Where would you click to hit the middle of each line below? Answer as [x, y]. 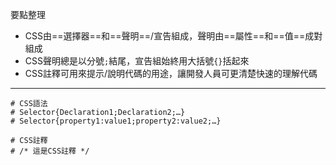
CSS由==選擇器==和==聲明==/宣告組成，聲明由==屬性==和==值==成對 [173, 36]
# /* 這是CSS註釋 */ [50, 151]
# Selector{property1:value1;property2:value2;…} [116, 121]
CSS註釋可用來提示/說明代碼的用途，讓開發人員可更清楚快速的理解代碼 [171, 73]
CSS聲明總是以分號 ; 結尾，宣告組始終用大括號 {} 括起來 [137, 61]
